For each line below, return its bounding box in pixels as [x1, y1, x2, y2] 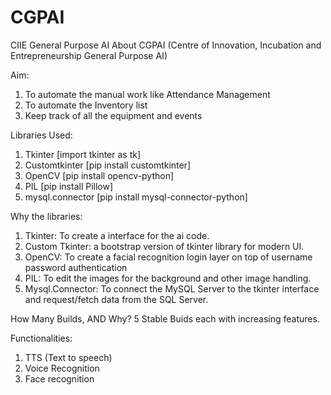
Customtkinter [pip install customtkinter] [24, 159, 192, 171]
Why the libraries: [10, 210, 83, 222]
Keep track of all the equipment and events [24, 109, 203, 121]
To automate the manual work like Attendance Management [24, 88, 271, 100]
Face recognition [24, 372, 95, 385]
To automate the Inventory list [24, 99, 148, 111]
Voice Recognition [24, 362, 100, 374]
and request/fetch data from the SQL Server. [24, 293, 209, 305]
